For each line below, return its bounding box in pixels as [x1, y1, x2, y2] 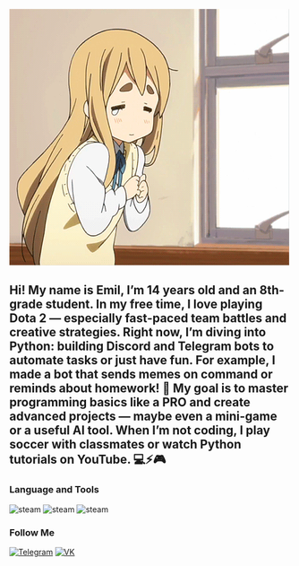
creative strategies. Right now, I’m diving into [9, 325, 267, 340]
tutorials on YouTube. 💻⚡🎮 [9, 452, 167, 467]
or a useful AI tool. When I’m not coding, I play [9, 422, 270, 439]
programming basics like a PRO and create [9, 395, 251, 410]
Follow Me [9, 526, 56, 538]
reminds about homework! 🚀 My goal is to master [9, 381, 289, 396]
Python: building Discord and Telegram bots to [9, 339, 275, 354]
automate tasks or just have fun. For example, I [9, 353, 276, 368]
